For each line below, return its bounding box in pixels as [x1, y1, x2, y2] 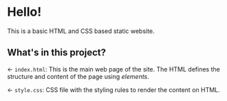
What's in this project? [7, 47, 107, 58]
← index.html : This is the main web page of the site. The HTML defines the [7, 65, 220, 73]
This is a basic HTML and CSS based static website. [7, 27, 155, 35]
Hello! [7, 4, 42, 20]
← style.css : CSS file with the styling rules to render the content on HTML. [7, 85, 220, 93]
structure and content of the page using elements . [7, 72, 149, 80]
